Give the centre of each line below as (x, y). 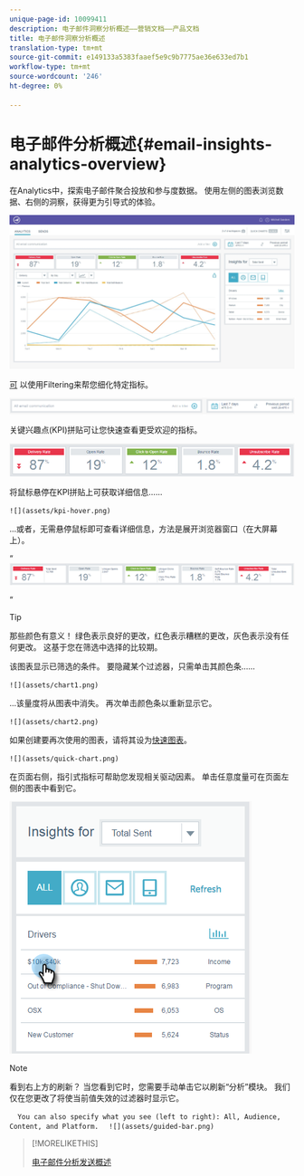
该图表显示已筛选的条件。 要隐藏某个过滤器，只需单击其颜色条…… (133, 666)
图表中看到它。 (53, 788)
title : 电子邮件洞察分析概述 (57, 38)
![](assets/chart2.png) (54, 722)
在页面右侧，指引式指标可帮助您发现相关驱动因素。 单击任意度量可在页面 (145, 776)
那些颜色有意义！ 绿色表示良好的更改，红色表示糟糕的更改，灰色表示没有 (145, 636)
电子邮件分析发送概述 (71, 1162)
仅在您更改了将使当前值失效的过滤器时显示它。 (96, 1098)
